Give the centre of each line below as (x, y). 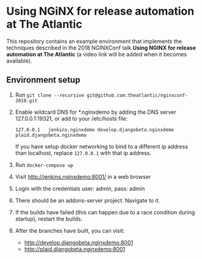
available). (19, 61)
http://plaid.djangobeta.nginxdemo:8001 (75, 249)
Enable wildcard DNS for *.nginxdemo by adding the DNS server (96, 112)
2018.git (26, 100)
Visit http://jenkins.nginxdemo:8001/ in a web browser (83, 176)
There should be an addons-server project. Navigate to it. (88, 200)
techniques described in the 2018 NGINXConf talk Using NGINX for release (101, 48)
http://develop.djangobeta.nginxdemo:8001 (78, 242)
